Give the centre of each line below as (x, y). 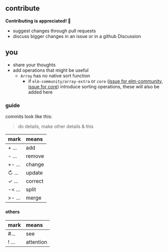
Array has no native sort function (55, 75)
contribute (23, 8)
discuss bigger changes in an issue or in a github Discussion (77, 36)
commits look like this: (29, 116)
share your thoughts (34, 65)
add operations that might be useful (51, 70)
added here (40, 92)
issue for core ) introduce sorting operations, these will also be (94, 86)
